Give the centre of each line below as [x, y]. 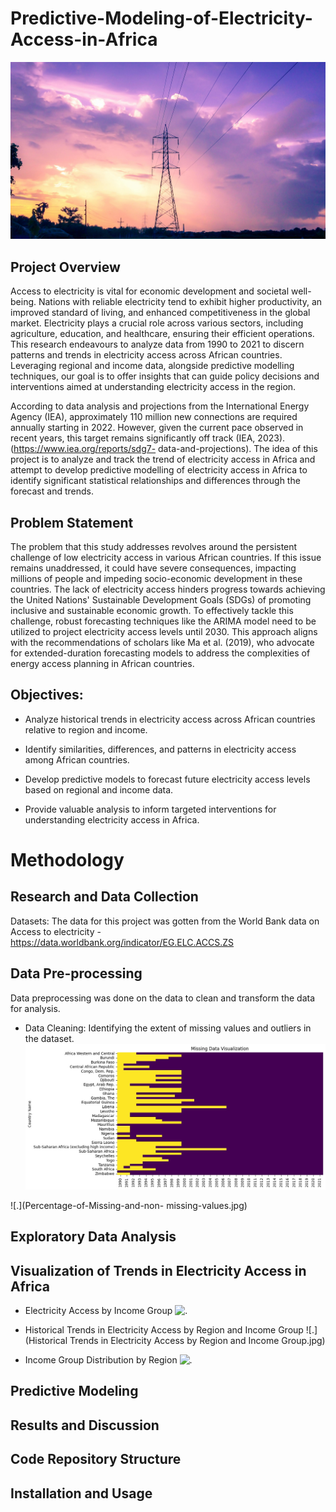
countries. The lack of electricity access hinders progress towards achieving [168, 589]
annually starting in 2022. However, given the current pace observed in [157, 428]
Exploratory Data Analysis [93, 1237]
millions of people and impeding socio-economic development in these [156, 579]
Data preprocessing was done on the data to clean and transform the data [163, 998]
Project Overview [65, 267]
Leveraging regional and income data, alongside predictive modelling [152, 366]
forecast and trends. [52, 491]
